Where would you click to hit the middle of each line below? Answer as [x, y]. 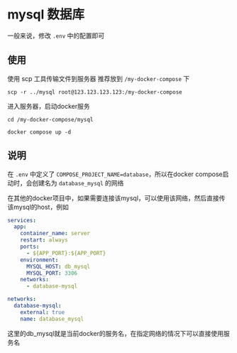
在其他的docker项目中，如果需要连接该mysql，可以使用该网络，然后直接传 [116, 198]
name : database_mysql [52, 319]
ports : [30, 247]
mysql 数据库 [46, 15]
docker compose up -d [39, 132]
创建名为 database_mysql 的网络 [78, 183]
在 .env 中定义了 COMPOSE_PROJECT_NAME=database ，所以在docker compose [115, 174]
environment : [39, 260]
